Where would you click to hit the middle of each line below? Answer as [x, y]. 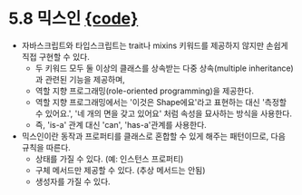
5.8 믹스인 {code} [73, 19]
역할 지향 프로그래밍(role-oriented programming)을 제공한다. [145, 91]
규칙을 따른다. [46, 147]
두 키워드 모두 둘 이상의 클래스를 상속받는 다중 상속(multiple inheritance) [164, 68]
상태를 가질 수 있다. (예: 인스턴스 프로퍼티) [109, 159]
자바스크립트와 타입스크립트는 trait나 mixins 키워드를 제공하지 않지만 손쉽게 [155, 45]
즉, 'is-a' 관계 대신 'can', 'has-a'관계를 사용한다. [121, 124]
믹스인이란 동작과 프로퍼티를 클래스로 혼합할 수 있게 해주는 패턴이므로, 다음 [154, 136]
